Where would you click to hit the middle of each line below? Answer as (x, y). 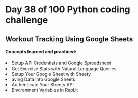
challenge (27, 20)
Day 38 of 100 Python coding (68, 9)
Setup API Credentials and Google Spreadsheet (61, 63)
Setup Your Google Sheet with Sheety (51, 74)
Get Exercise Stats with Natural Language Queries (64, 68)
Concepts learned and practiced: (41, 52)
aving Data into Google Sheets (44, 79)
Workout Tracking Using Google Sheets (69, 39)
